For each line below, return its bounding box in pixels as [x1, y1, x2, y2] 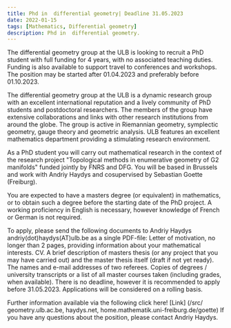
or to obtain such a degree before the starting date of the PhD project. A [7, 198, 212, 207]
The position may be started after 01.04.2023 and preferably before [7, 70, 199, 79]
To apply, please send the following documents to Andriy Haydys [7, 226, 192, 235]
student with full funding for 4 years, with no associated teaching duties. [7, 56, 213, 64]
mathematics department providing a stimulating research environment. [7, 135, 211, 144]
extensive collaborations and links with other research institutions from [7, 113, 208, 122]
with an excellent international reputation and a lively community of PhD [7, 98, 212, 107]
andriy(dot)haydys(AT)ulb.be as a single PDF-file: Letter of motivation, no [7, 234, 216, 242]
